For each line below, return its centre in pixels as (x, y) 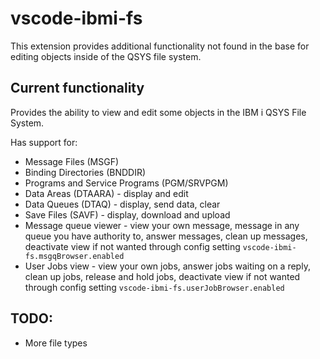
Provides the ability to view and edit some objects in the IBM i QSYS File (158, 112)
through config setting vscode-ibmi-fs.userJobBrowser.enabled (154, 287)
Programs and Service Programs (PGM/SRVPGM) (126, 183)
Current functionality (77, 88)
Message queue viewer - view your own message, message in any (162, 225)
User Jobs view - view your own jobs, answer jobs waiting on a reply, (167, 266)
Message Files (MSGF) (72, 161)
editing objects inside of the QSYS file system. (106, 56)
